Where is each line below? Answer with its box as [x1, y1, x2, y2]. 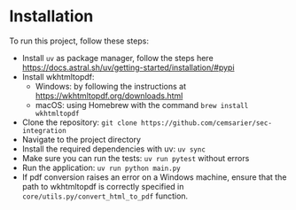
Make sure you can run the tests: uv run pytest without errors [21, 152, 250, 163]
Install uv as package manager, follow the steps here [21, 52, 214, 63]
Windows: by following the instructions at [35, 81, 186, 91]
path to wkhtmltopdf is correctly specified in [21, 181, 184, 191]
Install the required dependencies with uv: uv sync [21, 144, 206, 154]
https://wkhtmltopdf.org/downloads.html [35, 90, 183, 101]
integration [21, 126, 66, 135]
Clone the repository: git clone [21, 117, 137, 128]
